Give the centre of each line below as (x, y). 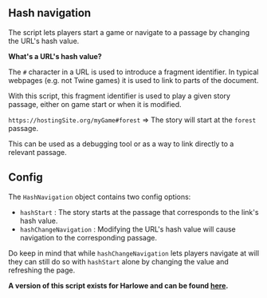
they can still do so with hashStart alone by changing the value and (118, 261)
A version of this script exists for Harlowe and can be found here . (118, 285)
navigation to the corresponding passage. (88, 237)
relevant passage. (37, 152)
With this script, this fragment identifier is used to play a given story (120, 96)
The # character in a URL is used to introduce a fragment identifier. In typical (133, 72)
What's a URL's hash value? (55, 56)
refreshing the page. (42, 270)
